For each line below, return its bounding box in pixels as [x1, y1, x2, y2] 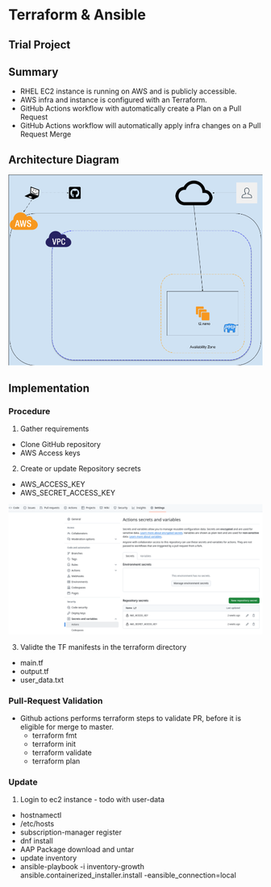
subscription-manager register [19, 827, 123, 837]
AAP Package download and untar [19, 845, 135, 855]
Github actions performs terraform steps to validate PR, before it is [19, 713, 242, 723]
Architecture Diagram [8, 153, 119, 166]
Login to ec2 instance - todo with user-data [19, 795, 165, 805]
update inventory [19, 853, 77, 863]
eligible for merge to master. [19, 722, 115, 732]
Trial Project [8, 38, 71, 52]
